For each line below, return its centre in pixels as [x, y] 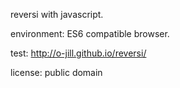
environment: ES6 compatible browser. [90, 33]
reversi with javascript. [57, 14]
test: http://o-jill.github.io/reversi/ [78, 53]
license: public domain [56, 72]
